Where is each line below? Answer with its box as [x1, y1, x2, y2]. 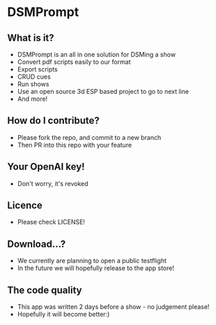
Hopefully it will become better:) [17, 310, 110, 319]
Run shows [17, 80, 49, 88]
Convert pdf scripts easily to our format [17, 58, 131, 66]
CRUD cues [17, 72, 51, 81]
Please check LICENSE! [17, 218, 86, 226]
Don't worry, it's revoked [17, 179, 88, 188]
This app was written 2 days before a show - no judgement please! [17, 303, 210, 311]
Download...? [7, 238, 66, 250]
